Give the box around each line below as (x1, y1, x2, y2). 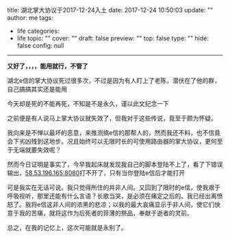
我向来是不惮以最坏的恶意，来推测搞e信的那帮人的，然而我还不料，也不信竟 (7, 129, 221, 137)
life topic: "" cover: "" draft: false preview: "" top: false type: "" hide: (16, 34, 209, 42)
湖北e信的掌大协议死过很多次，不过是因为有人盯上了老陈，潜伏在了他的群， (7, 77, 221, 84)
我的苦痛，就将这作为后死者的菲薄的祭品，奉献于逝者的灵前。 (18, 209, 193, 217)
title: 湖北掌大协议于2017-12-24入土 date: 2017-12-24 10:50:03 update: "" (7, 6, 214, 14)
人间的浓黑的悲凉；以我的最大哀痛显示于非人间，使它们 (58, 200, 215, 209)
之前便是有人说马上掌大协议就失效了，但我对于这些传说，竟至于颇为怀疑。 (7, 114, 217, 122)
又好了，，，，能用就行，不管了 (7, 62, 88, 70)
